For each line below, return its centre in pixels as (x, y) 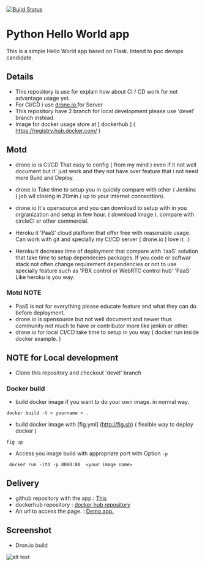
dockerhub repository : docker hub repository (73, 504)
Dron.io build (31, 545)
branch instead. (35, 117)
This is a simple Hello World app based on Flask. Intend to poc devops (95, 51)
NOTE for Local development (62, 358)
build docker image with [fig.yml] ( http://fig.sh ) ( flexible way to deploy (104, 424)
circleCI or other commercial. (52, 221)
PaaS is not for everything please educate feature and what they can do (106, 306)
